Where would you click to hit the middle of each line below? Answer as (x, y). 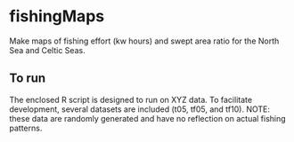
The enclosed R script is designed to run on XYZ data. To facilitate (131, 99)
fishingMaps (57, 16)
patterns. (26, 128)
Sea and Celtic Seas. (48, 50)
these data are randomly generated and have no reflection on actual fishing (148, 118)
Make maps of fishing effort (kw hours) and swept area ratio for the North (144, 41)
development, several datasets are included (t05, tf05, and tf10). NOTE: (139, 109)
